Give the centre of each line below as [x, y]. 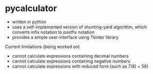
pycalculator [31, 8]
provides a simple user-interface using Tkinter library [65, 37]
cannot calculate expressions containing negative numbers [71, 61]
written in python [29, 22]
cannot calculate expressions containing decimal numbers [70, 56]
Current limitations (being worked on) [42, 46]
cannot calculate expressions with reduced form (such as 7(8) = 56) [80, 66]
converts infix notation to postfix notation [53, 32]
